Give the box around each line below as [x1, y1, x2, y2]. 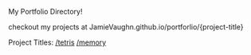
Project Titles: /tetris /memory [8, 37, 107, 47]
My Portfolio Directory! [8, 7, 83, 16]
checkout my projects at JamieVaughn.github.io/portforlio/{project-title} [8, 22, 245, 31]
